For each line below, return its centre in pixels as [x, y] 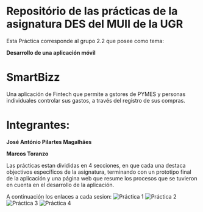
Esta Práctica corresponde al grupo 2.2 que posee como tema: [85, 41]
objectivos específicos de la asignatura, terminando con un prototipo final [99, 172]
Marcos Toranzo [27, 154]
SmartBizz [33, 77]
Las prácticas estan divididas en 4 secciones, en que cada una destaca [96, 165]
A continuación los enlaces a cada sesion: [59, 196]
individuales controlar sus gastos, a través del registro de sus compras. [96, 100]
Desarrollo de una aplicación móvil [51, 52]
